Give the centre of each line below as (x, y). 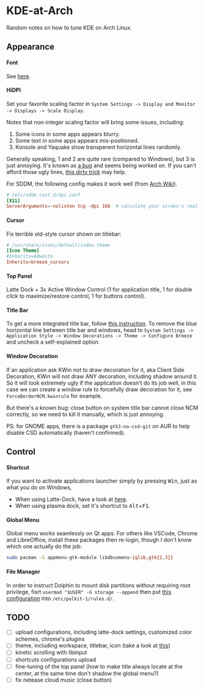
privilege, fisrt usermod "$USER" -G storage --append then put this (89, 592)
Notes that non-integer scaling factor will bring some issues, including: (95, 122)
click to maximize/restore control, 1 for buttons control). (76, 296)
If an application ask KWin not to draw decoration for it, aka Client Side (95, 370)
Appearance (31, 47)
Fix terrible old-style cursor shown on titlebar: (64, 234)
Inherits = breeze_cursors (38, 262)
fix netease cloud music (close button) (64, 680)
